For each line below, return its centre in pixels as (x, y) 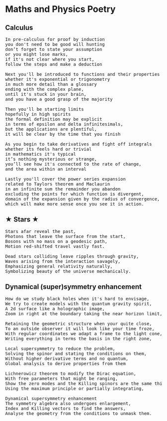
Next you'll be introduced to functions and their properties (83, 74)
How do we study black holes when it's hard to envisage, (77, 299)
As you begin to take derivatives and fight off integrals (79, 144)
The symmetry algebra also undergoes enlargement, (68, 403)
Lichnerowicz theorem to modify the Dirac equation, (71, 373)
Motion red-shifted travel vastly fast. (55, 246)
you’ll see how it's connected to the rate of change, (73, 164)
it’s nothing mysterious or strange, (51, 159)
